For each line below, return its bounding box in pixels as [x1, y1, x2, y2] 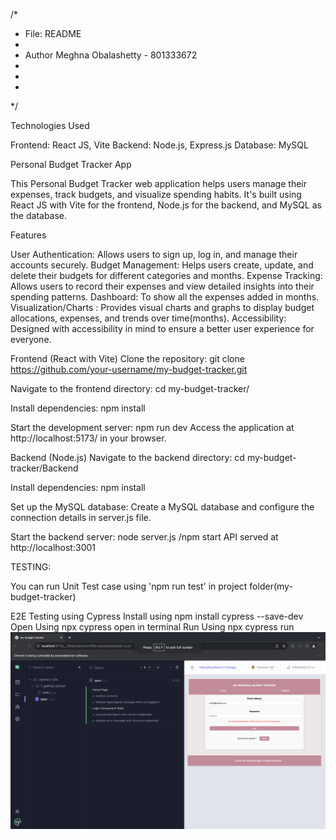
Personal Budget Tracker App [10, 159, 132, 170]
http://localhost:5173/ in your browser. [10, 432, 167, 444]
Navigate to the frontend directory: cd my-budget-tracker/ [10, 383, 250, 394]
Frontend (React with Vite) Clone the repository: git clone [10, 353, 245, 364]
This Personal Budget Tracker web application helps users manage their [10, 178, 307, 189]
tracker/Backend [10, 462, 79, 474]
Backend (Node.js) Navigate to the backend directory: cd [10, 452, 245, 463]
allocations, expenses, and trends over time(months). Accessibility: [10, 312, 287, 324]
